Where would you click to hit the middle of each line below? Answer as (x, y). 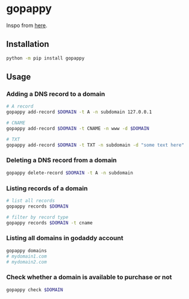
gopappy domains (26, 251)
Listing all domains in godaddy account (65, 238)
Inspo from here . (27, 25)
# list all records (31, 201)
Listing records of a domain (47, 188)
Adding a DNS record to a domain (56, 94)
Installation (28, 44)
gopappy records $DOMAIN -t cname (50, 223)
